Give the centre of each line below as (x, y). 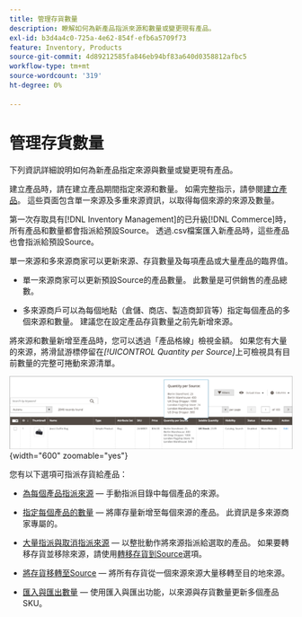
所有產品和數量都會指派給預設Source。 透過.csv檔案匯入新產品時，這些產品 (150, 230)
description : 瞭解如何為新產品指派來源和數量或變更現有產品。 (112, 28)
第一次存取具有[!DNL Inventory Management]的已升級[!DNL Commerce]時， (150, 219)
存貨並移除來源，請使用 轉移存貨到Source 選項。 (118, 553)
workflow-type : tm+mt (50, 66)
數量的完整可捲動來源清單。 (68, 363)
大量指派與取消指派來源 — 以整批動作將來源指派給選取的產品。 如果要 (151, 542)
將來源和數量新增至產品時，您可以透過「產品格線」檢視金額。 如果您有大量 (148, 340)
